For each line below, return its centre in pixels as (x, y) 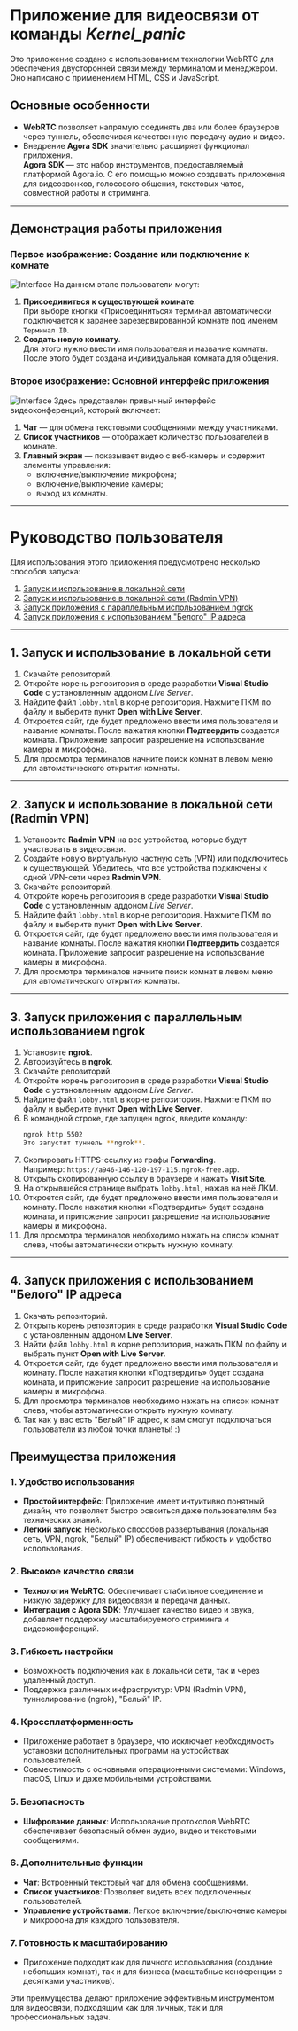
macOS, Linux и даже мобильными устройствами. (118, 1779)
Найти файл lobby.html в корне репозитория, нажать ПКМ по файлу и (154, 1344)
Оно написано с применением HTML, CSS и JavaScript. (115, 77)
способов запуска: (46, 571)
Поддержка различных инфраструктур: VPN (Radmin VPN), (134, 1689)
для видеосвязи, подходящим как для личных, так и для (117, 2008)
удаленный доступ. (59, 1680)
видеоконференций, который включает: (85, 410)
